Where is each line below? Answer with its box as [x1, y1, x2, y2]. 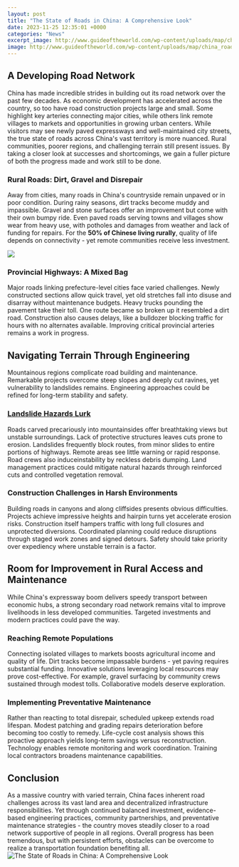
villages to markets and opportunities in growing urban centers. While [7, 119, 211, 127]
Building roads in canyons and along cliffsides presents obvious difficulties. [7, 504, 228, 513]
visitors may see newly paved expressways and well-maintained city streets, [7, 126, 232, 135]
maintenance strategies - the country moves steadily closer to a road [7, 821, 210, 830]
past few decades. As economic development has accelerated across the [7, 96, 223, 105]
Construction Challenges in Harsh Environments [7, 488, 178, 498]
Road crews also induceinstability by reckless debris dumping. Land [7, 455, 207, 463]
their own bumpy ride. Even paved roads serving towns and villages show [7, 214, 224, 222]
